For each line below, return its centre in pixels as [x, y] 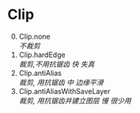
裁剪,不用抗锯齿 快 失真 [57, 64]
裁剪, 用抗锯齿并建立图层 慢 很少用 [75, 100]
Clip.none [34, 36]
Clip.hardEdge [42, 55]
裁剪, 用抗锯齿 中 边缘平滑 [61, 82]
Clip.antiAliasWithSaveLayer [64, 91]
